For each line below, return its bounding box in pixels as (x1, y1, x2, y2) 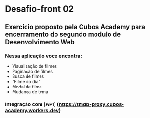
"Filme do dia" (12, 78, 41, 84)
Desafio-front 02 (5, 3, 74, 15)
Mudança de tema (12, 88, 48, 95)
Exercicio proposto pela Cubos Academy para (5, 23, 146, 31)
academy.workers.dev (5, 107, 59, 114)
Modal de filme (12, 84, 42, 89)
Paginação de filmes (12, 68, 53, 74)
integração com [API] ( (5, 101, 59, 107)
